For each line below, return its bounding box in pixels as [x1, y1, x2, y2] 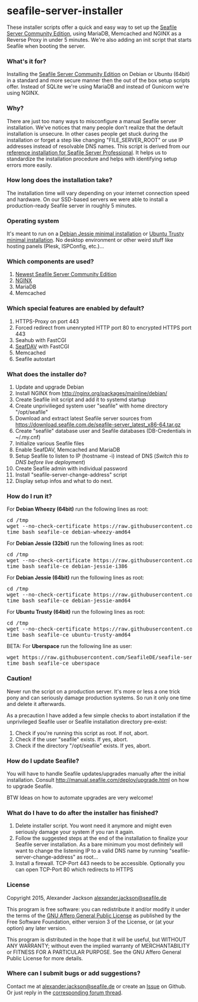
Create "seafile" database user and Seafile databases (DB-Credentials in [15, 428, 192, 435]
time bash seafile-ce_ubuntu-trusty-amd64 [6, 632, 131, 638]
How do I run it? [6, 492, 52, 500]
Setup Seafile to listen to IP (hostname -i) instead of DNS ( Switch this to [15, 452, 189, 459]
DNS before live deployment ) [15, 459, 86, 466]
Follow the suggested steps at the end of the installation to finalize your [15, 835, 189, 842]
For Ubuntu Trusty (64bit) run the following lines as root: [6, 609, 146, 616]
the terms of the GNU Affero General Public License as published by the [6, 912, 181, 919]
